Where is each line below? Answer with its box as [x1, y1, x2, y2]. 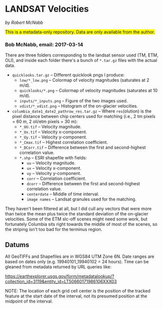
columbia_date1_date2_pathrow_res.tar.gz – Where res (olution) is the [12, 108, 152, 114]
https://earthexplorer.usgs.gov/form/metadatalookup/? [5, 273, 114, 279]
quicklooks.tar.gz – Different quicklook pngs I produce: [12, 72, 125, 78]
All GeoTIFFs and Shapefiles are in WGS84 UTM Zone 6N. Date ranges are [5, 253, 155, 259]
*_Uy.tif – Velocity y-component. [19, 134, 88, 140]
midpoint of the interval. [5, 298, 53, 304]
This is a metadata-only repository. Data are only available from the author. [5, 29, 155, 35]
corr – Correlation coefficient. [26, 175, 87, 181]
